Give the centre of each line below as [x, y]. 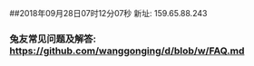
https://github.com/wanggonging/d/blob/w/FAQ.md [127, 51]
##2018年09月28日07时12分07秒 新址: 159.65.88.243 [108, 13]
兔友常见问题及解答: [53, 39]
